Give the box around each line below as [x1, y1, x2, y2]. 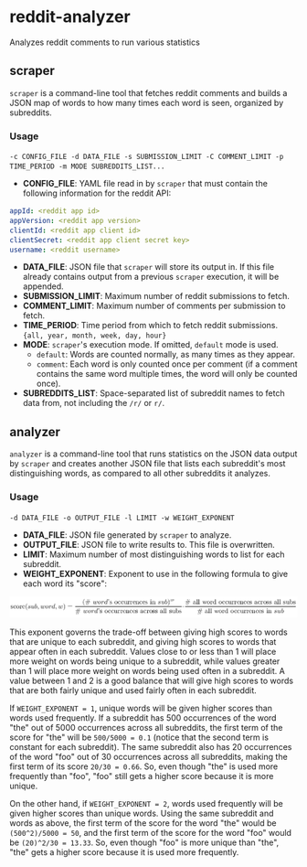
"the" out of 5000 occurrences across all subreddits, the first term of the [9, 722, 283, 733]
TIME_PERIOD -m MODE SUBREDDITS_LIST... [9, 162, 166, 171]
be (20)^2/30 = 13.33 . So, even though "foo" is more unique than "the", [9, 837, 280, 848]
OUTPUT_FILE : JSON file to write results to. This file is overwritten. [22, 539, 276, 550]
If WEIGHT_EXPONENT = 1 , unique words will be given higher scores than [9, 702, 272, 713]
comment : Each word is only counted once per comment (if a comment [36, 359, 298, 369]
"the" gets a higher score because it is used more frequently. [9, 846, 239, 857]
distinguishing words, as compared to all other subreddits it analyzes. [9, 468, 271, 479]
